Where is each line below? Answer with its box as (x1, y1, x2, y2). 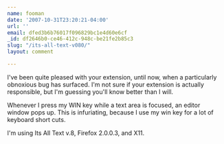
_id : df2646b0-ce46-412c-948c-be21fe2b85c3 (7, 36, 134, 43)
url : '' (7, 23, 30, 29)
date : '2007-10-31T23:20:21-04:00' (7, 16, 109, 23)
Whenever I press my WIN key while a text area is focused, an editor (7, 101, 201, 109)
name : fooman (7, 10, 45, 17)
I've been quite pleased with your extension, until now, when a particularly (7, 73, 217, 81)
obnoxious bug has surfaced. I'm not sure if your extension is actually (7, 80, 205, 88)
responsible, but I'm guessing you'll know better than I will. (7, 87, 174, 96)
